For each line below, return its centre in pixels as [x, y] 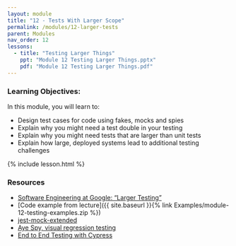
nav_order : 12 [28, 40]
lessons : [20, 47]
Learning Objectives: [44, 91]
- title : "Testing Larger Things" [64, 54]
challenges [34, 150]
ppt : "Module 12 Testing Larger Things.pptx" [88, 60]
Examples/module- [202, 205]
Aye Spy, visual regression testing [67, 228]
